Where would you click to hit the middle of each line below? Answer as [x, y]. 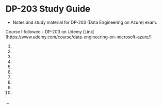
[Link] [89, 31]
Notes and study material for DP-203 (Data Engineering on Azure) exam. [85, 22]
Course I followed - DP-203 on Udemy [44, 31]
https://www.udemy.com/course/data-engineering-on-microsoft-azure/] [79, 37]
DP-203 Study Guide [48, 9]
